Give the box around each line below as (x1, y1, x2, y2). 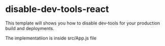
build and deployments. (5, 25, 55, 31)
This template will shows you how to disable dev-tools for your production (5, 20, 160, 26)
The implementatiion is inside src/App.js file (5, 35, 97, 41)
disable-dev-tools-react (5, 3, 109, 15)
